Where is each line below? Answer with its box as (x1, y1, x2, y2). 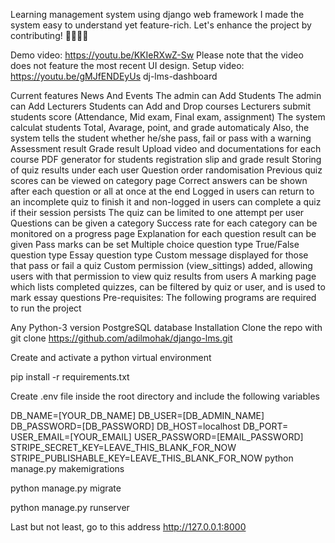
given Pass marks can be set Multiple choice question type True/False (10, 239, 300, 250)
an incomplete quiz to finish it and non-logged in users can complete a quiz (10, 196, 322, 208)
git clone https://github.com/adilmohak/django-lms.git (10, 332, 233, 344)
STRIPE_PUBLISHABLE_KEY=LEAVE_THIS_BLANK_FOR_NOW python (10, 452, 294, 464)
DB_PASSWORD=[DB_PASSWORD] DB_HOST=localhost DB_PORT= (10, 420, 289, 432)
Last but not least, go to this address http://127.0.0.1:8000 (10, 521, 247, 533)
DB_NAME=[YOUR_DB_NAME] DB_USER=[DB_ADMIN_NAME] (10, 410, 265, 421)
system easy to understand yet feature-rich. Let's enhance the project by (10, 19, 312, 31)
